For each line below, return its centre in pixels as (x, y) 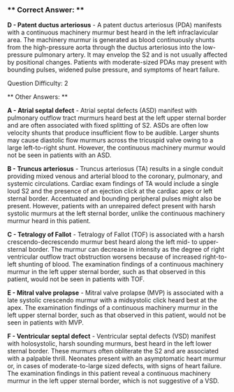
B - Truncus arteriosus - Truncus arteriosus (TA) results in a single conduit (115, 169)
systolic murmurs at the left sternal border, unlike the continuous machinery (116, 214)
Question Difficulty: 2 (38, 83)
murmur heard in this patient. (49, 221)
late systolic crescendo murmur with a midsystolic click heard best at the (112, 300)
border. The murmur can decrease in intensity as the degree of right (126, 250)
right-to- (215, 257)
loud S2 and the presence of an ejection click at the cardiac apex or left (110, 191)
